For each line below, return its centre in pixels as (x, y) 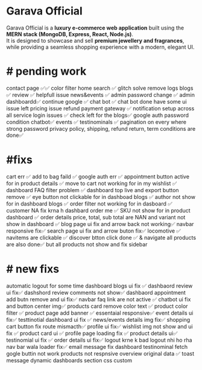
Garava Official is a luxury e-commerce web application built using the (95, 28)
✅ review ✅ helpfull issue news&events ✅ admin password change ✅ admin (100, 95)
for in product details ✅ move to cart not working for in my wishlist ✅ (92, 183)
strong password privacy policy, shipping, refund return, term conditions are (101, 128)
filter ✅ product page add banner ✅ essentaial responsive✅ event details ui (100, 313)
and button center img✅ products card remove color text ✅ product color (97, 306)
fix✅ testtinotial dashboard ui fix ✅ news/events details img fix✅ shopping (98, 319)
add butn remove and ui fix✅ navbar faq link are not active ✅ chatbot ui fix (99, 299)
